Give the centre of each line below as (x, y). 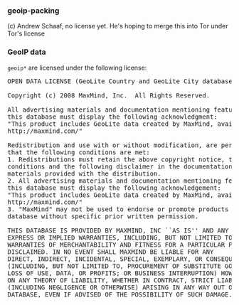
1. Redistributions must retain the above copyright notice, (116, 159)
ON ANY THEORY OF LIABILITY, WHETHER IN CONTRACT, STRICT (111, 280)
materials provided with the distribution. (84, 173)
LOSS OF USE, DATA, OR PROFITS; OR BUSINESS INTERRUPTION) (113, 273)
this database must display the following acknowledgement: (115, 188)
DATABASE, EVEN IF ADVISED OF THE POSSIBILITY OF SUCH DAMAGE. (120, 294)
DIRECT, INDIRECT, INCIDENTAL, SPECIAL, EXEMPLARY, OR (105, 259)
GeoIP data (27, 52)
